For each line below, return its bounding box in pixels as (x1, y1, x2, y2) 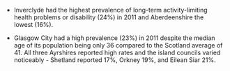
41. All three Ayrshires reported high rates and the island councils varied (13, 48, 221, 57)
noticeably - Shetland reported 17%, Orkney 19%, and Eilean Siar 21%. (13, 56, 216, 64)
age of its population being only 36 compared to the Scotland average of (13, 41, 223, 49)
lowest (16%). (13, 21, 54, 28)
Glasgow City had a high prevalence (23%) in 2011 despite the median (13, 34, 215, 42)
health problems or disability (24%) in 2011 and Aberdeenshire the (13, 13, 204, 21)
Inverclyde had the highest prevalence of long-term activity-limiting (13, 6, 208, 14)
